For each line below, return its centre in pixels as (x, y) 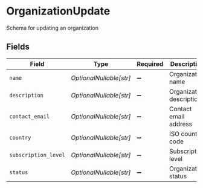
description (27, 95)
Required (150, 63)
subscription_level (37, 155)
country (20, 138)
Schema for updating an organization (52, 28)
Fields (18, 47)
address (180, 124)
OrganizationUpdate (58, 11)
